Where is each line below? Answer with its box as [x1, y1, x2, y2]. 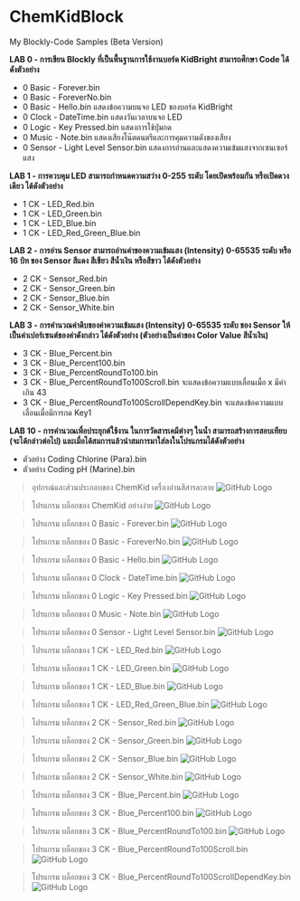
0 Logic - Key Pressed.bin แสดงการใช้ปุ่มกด [22, 121, 172, 132]
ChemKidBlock [9, 6, 124, 27]
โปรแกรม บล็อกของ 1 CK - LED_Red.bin [31, 644, 164, 655]
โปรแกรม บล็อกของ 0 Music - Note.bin [31, 608, 162, 619]
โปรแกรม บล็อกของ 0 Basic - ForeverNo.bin [31, 536, 181, 546]
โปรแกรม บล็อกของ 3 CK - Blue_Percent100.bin [31, 807, 194, 818]
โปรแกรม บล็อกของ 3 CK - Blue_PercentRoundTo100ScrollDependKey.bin [31, 871, 291, 882]
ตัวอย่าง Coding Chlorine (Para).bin [22, 453, 147, 464]
